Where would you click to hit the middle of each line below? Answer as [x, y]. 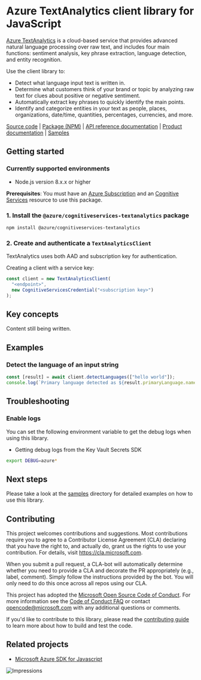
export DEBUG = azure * [32, 460]
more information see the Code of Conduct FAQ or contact [78, 601]
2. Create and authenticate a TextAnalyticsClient [79, 243]
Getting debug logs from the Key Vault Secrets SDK [78, 450]
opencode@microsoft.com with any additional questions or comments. [93, 608]
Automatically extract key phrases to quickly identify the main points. [100, 102]
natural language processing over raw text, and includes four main [88, 47]
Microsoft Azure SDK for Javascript [59, 659]
